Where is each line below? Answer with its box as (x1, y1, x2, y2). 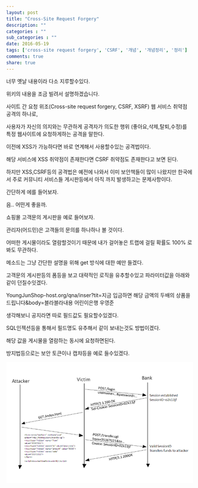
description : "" (6, 22, 46, 28)
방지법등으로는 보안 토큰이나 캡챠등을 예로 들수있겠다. (6, 350, 130, 357)
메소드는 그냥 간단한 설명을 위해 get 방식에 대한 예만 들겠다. (6, 259, 143, 266)
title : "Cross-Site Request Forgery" (6, 15, 100, 22)
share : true (6, 59, 36, 65)
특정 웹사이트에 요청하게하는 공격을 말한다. (6, 130, 105, 137)
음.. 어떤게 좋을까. (6, 201, 47, 208)
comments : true (6, 53, 44, 59)
